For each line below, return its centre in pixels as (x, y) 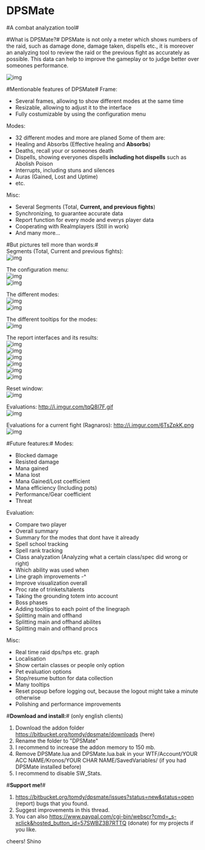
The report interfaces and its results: (52, 338)
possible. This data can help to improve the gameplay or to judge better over (103, 59)
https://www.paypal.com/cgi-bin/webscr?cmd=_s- (113, 816)
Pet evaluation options (43, 671)
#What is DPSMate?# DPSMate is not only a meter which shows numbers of (102, 39)
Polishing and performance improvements (68, 704)
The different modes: (33, 294)
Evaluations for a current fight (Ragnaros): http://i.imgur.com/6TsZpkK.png (100, 425)
